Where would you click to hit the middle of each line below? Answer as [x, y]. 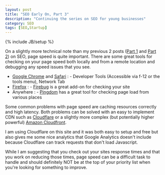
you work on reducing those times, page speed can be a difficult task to [78, 157]
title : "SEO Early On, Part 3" [37, 14]
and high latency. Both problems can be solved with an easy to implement [80, 112]
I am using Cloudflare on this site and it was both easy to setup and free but [82, 132]
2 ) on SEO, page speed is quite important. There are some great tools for [79, 56]
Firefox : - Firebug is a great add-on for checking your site [71, 87]
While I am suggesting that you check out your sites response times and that [82, 152]
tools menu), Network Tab [39, 82]
